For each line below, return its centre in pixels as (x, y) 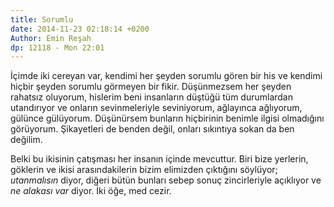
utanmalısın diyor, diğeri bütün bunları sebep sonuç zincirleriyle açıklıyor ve (166, 180)
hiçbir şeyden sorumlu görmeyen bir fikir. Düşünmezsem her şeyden (151, 87)
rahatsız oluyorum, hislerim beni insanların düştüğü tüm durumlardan (152, 97)
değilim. (26, 140)
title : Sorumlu (42, 19)
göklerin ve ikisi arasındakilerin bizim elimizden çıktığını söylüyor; (144, 170)
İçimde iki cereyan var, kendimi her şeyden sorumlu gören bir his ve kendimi (166, 76)
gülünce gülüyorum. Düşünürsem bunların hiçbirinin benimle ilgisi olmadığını (167, 118)
